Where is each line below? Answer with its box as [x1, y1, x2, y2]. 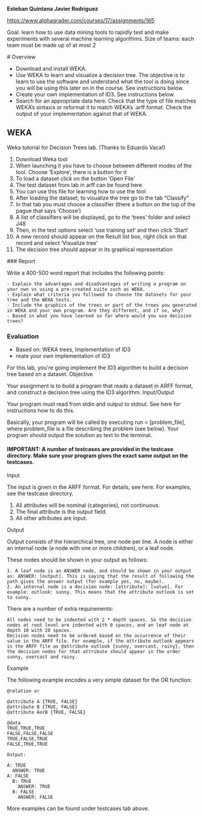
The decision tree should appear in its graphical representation [15, 246, 173, 253]
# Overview [7, 53, 36, 60]
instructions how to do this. [7, 407, 75, 414]
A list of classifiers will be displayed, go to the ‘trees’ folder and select [15, 213, 190, 221]
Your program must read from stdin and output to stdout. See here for [7, 400, 181, 408]
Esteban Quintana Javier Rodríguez [7, 5, 99, 12]
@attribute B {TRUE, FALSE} [7, 704, 78, 710]
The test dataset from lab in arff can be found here [15, 181, 142, 189]
